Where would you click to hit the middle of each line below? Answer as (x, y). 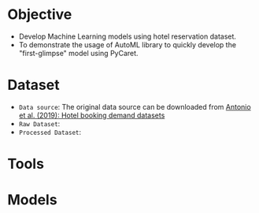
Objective (40, 15)
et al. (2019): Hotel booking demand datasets (92, 115)
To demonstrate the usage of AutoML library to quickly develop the (128, 44)
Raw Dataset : (39, 123)
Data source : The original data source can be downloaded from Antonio (135, 106)
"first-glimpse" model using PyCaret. (78, 53)
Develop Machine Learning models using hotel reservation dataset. (128, 36)
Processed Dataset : (50, 132)
